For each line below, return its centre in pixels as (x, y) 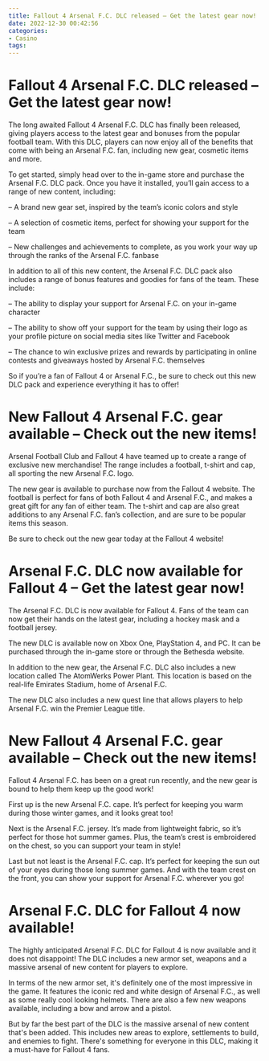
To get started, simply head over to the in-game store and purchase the (126, 174)
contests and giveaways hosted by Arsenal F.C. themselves (107, 360)
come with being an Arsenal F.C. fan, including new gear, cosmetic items (128, 150)
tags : (17, 46)
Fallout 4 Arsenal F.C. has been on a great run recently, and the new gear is (133, 780)
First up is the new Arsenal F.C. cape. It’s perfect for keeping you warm (126, 804)
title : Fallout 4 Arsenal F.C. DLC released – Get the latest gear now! (132, 16)
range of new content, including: (62, 192)
